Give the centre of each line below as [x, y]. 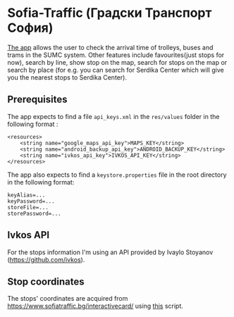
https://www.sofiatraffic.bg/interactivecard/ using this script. [95, 306]
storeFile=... [28, 207]
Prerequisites [37, 100]
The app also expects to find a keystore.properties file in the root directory [117, 175]
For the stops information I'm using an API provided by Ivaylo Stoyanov [110, 252]
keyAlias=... [26, 195]
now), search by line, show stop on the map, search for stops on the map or [117, 62]
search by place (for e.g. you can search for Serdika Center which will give [116, 70]
